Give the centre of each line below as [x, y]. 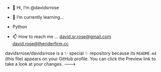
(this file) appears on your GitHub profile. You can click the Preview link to [80, 59]
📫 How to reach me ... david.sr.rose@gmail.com [62, 36]
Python [20, 27]
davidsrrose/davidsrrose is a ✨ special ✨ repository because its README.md [81, 53]
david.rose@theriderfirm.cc [40, 44]
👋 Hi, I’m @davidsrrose [36, 8]
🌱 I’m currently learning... [38, 17]
